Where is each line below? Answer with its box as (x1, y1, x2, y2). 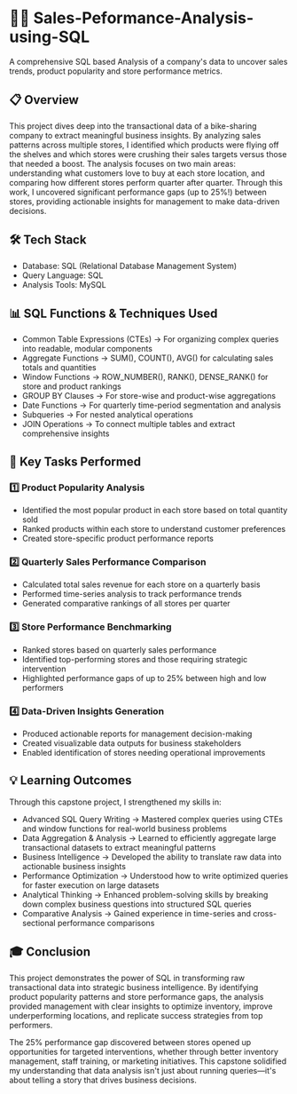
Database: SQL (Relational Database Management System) (21, 260, 238, 271)
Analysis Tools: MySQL (21, 279, 106, 289)
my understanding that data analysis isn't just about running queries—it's (9, 1065, 277, 1075)
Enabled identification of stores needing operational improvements (21, 747, 266, 757)
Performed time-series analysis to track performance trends (21, 589, 242, 599)
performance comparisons (57, 917, 155, 928)
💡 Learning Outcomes (9, 773, 132, 789)
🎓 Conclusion (9, 945, 91, 960)
